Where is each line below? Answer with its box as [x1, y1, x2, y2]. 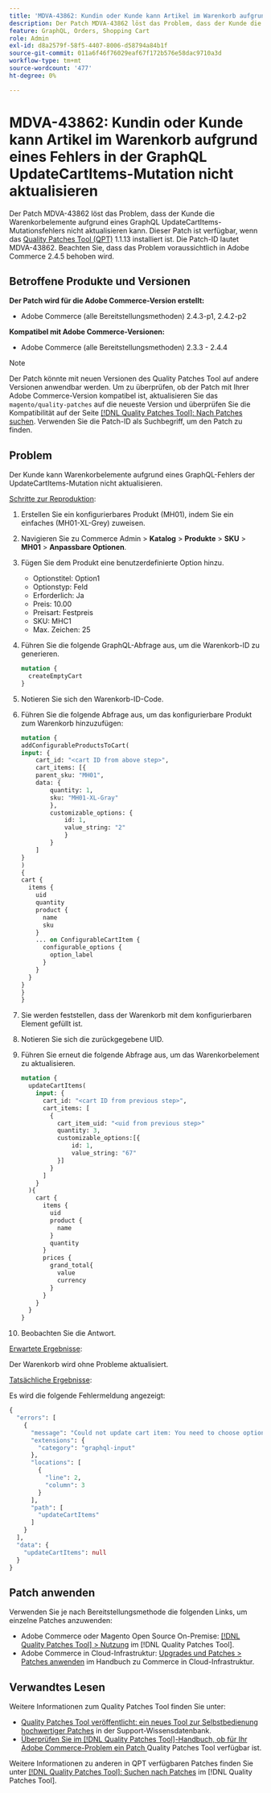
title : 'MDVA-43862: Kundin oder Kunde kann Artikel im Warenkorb [9, 11, 236, 20]
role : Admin [9, 34, 49, 43]
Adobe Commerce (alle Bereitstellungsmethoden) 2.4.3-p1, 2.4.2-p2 [20, 312, 247, 321]
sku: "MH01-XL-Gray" [50, 794, 119, 802]
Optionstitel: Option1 [32, 573, 100, 584]
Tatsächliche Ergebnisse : [9, 1375, 92, 1385]
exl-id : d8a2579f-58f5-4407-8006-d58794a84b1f [9, 42, 168, 50]
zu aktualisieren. [20, 1059, 76, 1068]
